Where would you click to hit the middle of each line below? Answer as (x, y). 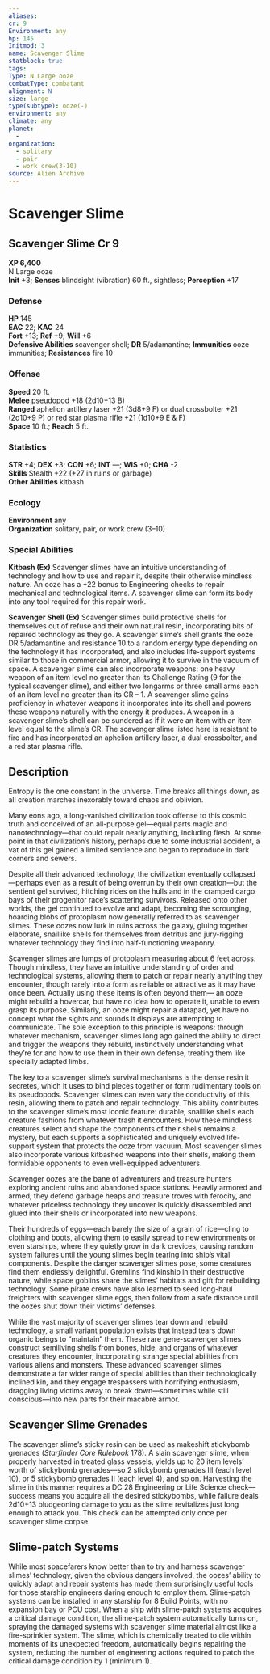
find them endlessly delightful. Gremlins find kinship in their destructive (127, 1272)
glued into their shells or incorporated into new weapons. (103, 1213)
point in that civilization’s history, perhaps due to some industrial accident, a (134, 841)
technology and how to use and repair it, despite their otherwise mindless (130, 576)
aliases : (23, 16)
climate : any (30, 121)
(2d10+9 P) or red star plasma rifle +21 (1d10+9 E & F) (97, 417)
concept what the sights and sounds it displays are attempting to (116, 1019)
